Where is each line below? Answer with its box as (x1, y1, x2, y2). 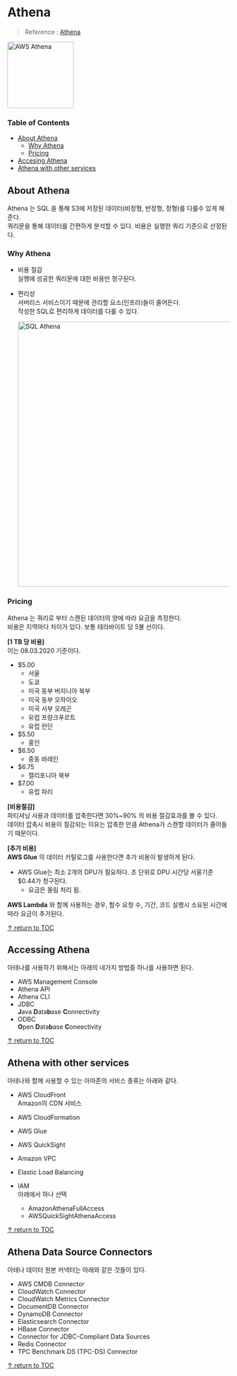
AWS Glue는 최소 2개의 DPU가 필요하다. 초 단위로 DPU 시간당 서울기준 (17, 868, 214, 876)
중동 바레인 (28, 754, 59, 763)
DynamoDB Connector (17, 1310, 83, 1319)
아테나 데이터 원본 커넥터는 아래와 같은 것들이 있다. (7, 1266, 147, 1274)
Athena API (17, 985, 51, 993)
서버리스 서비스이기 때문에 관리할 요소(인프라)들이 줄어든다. (17, 298, 181, 307)
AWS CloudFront (17, 1090, 66, 1100)
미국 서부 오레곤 (28, 704, 72, 713)
